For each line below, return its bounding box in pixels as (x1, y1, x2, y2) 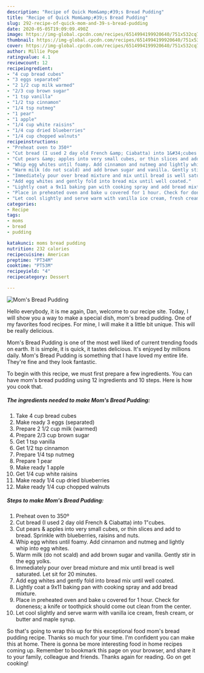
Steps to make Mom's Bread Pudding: (7, 497, 104, 504)
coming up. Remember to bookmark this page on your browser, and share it (7, 646, 196, 654)
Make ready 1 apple (15, 463, 65, 471)
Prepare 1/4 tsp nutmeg (15, 451, 74, 458)
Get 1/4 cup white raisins (15, 470, 78, 477)
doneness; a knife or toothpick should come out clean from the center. (15, 603, 192, 610)
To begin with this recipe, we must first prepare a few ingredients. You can (7, 370, 192, 377)
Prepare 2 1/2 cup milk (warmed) (15, 425, 97, 432)
